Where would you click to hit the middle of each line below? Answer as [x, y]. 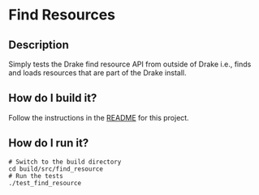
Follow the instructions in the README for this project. [99, 117]
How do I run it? [49, 143]
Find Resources [62, 15]
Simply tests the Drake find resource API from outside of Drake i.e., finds [130, 64]
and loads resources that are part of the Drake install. [97, 73]
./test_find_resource [45, 183]
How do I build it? [53, 98]
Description [39, 45]
